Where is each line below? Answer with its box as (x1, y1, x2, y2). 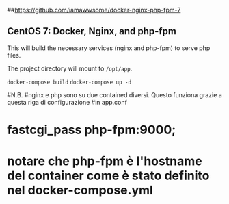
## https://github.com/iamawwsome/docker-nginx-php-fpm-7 (7, 6, 181, 14)
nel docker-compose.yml (7, 183, 154, 198)
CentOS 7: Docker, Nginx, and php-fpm (7, 25, 176, 37)
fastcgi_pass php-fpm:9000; (7, 123, 176, 138)
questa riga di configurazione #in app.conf (7, 98, 128, 106)
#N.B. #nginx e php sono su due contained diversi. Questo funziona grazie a (7, 90, 222, 99)
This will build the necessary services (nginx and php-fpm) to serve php (7, 44, 211, 52)
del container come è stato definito (7, 168, 210, 183)
